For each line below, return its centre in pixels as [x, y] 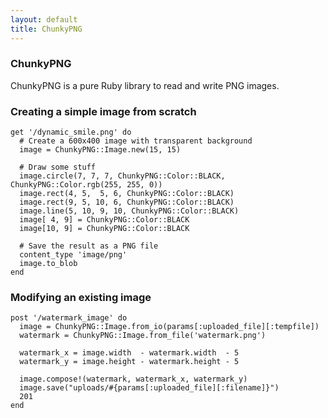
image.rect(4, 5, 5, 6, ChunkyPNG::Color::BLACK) [127, 194]
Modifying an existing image [81, 298]
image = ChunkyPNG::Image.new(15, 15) [100, 150]
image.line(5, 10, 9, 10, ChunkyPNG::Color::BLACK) [129, 211]
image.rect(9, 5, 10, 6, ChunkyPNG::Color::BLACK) [127, 202]
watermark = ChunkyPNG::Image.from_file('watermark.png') [143, 336]
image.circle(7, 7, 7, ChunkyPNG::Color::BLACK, [122, 176]
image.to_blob [48, 264]
